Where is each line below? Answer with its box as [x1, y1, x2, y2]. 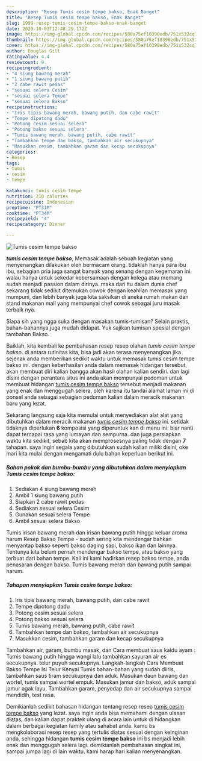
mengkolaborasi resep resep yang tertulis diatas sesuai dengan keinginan [6, 728, 189, 736]
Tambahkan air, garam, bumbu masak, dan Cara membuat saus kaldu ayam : [6, 646, 195, 654]
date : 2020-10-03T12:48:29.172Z [6, 25, 87, 32]
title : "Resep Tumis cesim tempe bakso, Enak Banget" [6, 14, 144, 20]
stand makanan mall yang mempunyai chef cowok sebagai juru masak [6, 299, 180, 307]
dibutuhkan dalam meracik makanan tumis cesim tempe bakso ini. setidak [6, 418, 189, 425]
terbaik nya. [6, 306, 36, 313]
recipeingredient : [6, 64, 52, 71]
